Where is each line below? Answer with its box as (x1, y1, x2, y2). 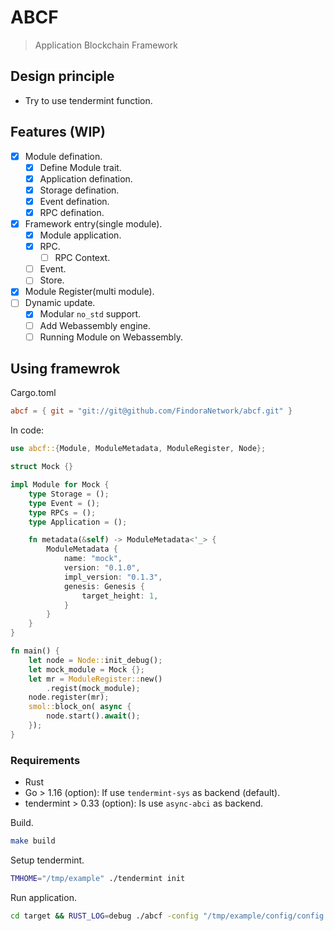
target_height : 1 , (81, 591, 159, 601)
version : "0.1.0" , (63, 563, 141, 573)
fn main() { (10, 646, 60, 656)
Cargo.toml (10, 387, 57, 399)
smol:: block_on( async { (28, 702, 132, 712)
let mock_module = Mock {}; (28, 664, 145, 675)
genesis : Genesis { (63, 581, 145, 591)
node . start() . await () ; (46, 711, 141, 721)
